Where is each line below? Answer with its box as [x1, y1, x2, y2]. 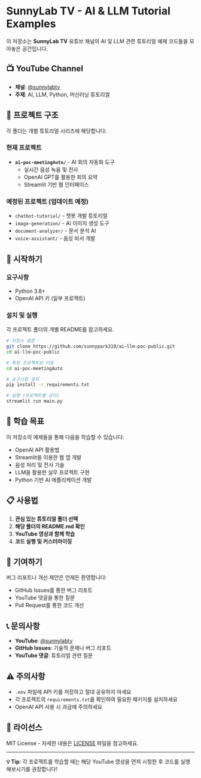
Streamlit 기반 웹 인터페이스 [23, 181, 89, 188]
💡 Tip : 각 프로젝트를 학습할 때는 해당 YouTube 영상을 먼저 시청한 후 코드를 [6, 758, 179, 765]
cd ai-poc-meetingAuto [6, 365, 63, 372]
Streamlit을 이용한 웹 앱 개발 [14, 453, 82, 460]
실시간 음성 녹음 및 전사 [23, 166, 79, 173]
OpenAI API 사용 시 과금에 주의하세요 [14, 704, 103, 711]
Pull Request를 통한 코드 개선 [14, 602, 84, 609]
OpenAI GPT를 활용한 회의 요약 [23, 173, 98, 181]
